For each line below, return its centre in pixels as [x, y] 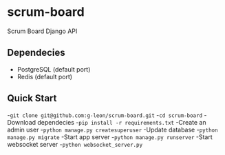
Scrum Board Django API [42, 31]
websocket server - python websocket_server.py [75, 144]
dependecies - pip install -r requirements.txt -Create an [122, 122]
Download [22, 122]
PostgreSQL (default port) [54, 69]
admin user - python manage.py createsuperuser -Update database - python [112, 130]
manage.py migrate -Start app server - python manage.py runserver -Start [110, 137]
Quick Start [32, 98]
